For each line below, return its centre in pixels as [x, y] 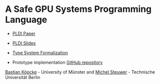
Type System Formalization [40, 53]
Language [26, 20]
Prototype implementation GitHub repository [57, 62]
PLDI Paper [24, 33]
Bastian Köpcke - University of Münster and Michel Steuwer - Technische [80, 72]
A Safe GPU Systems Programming [79, 9]
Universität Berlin [23, 77]
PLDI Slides [24, 43]
